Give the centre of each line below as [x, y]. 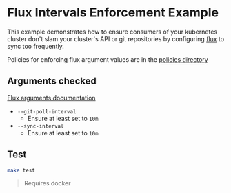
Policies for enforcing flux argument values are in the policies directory [108, 59]
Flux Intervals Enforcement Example [113, 13]
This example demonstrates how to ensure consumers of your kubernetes [112, 32]
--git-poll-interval [47, 111]
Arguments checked [52, 81]
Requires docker [47, 183]
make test [21, 170]
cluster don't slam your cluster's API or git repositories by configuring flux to [116, 38]
